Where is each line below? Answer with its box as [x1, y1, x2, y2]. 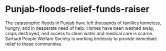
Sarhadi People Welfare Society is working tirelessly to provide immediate [5, 36, 157, 42]
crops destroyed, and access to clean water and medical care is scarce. [5, 30, 153, 36]
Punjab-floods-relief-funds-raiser [5, 3, 150, 15]
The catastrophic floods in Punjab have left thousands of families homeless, [5, 20, 161, 26]
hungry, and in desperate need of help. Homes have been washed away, [5, 25, 155, 31]
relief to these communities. [5, 41, 62, 47]
